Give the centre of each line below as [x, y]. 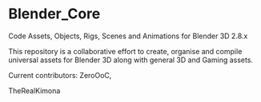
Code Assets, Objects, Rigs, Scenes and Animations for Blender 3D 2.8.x [128, 36]
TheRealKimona [34, 90]
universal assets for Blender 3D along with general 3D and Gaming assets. [131, 60]
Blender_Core [54, 14]
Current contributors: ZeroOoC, [60, 75]
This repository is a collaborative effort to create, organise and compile [125, 51]
